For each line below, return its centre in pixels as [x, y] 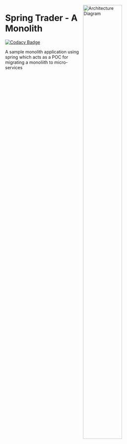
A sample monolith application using [42, 51]
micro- [61, 62]
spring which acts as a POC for [37, 57]
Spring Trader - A [42, 18]
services [14, 67]
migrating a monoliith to [29, 62]
